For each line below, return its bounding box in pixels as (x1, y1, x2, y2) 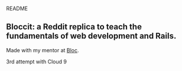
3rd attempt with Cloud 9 (6, 58, 67, 65)
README (6, 5, 28, 12)
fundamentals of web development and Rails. (6, 31, 177, 41)
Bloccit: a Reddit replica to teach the (6, 22, 142, 32)
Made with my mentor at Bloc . (6, 46, 79, 53)
